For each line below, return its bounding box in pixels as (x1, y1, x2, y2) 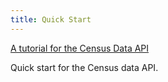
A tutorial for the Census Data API (10, 42, 150, 54)
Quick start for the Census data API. (10, 61, 159, 73)
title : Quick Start (10, 14, 92, 25)
